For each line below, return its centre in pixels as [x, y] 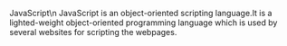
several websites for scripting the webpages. [93, 32]
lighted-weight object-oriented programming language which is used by [143, 23]
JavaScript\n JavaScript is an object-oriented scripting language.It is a [141, 13]
